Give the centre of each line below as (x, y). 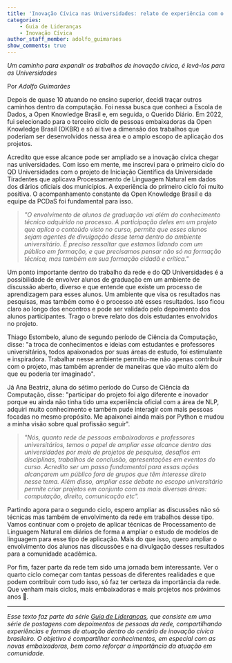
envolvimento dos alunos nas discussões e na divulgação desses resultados (116, 546)
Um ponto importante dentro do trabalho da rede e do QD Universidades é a (115, 272)
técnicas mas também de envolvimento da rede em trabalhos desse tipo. (110, 517)
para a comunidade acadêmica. (52, 554)
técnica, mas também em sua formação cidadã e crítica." (106, 259)
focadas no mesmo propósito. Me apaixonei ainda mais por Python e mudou (116, 417)
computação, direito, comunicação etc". (81, 496)
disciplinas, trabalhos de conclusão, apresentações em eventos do (120, 460)
